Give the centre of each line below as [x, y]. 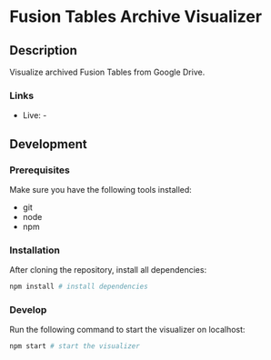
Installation [35, 250]
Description [43, 50]
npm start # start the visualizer [75, 346]
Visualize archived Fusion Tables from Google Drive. [107, 72]
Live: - [35, 115]
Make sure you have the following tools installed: [101, 189]
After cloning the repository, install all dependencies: [108, 270]
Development [49, 144]
